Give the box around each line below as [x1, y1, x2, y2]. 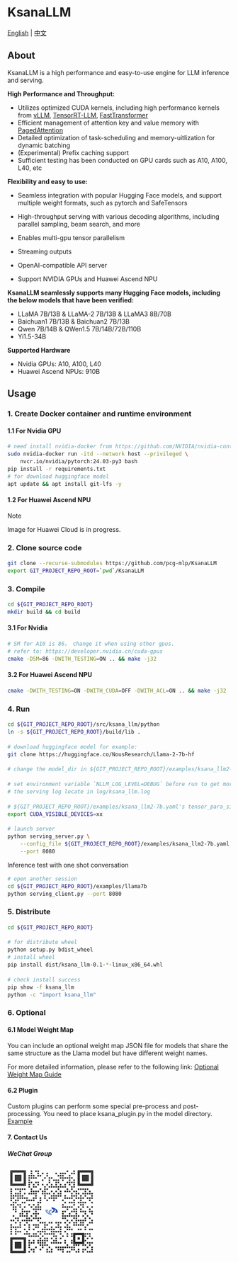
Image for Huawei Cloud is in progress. [7, 525, 121, 533]
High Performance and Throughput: [7, 89, 115, 98]
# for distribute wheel [7, 939, 78, 946]
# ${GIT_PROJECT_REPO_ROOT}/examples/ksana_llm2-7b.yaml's [7, 803, 186, 810]
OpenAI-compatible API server [17, 261, 108, 269]
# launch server [7, 826, 55, 833]
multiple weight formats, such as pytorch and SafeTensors [17, 198, 188, 207]
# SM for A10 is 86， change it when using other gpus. [7, 640, 175, 648]
